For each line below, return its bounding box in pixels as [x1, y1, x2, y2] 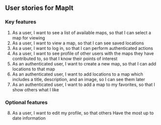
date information [12, 115, 46, 121]
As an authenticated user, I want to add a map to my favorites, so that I [12, 82, 156, 87]
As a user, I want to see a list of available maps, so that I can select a [12, 29, 151, 36]
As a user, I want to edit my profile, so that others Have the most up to [12, 110, 154, 116]
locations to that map [12, 66, 55, 72]
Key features [5, 19, 37, 25]
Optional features [5, 99, 48, 105]
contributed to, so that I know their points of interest [12, 56, 118, 62]
